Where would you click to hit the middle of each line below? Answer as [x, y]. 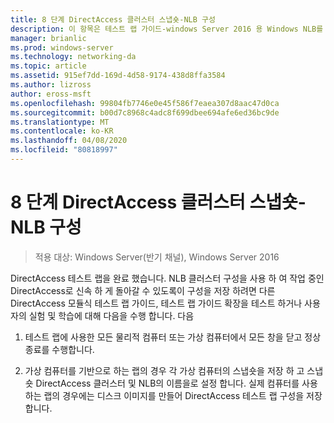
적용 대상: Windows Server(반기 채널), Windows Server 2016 [157, 257]
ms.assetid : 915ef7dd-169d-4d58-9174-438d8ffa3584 [118, 76]
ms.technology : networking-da [73, 57]
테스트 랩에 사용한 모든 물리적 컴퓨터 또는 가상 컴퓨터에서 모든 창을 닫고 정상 [173, 337]
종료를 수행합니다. [59, 349]
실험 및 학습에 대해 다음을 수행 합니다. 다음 [111, 315]
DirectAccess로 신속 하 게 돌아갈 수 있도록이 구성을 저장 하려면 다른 [143, 290]
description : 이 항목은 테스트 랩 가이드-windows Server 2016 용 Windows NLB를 [167, 29]
